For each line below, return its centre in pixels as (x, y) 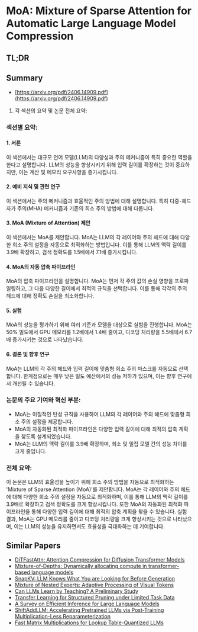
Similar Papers (33, 545)
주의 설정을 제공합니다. (47, 421)
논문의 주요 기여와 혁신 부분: (43, 400)
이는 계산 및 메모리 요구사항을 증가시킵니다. (68, 172)
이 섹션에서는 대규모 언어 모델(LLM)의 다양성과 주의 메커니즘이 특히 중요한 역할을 (99, 157)
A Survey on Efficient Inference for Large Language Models (87, 604)
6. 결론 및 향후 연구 (28, 354)
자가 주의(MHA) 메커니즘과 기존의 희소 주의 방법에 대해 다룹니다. (80, 208)
